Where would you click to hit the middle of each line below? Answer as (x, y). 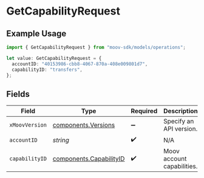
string (61, 140)
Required (144, 111)
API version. (180, 129)
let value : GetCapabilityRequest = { (54, 58)
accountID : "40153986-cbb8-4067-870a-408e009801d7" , (80, 64)
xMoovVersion (28, 125)
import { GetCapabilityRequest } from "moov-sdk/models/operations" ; (96, 47)
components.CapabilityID (89, 159)
